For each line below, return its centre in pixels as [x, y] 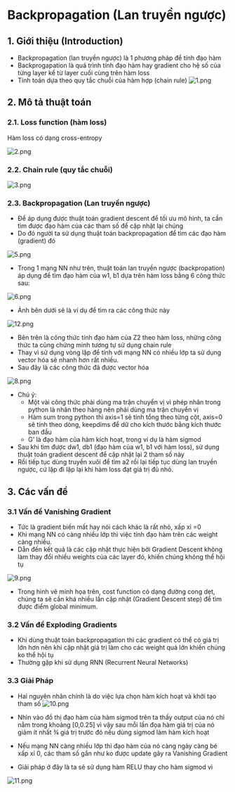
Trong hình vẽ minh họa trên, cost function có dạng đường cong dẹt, [116, 592]
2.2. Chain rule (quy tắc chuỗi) [60, 170]
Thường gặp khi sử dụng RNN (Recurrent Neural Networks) [103, 663]
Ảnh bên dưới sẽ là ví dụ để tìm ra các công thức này [94, 310]
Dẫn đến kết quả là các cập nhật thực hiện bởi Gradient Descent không [120, 549]
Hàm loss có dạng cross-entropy [55, 138]
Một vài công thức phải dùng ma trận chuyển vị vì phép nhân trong [124, 402]
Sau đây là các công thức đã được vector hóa [83, 368]
